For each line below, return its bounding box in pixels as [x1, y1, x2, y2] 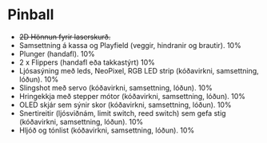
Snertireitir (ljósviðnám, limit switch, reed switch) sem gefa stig [18, 108, 226, 117]
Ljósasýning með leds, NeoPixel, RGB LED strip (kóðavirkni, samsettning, [18, 66, 259, 75]
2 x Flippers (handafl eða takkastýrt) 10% [18, 58, 155, 67]
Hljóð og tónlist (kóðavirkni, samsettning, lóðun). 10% [18, 125, 195, 135]
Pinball [7, 6, 54, 24]
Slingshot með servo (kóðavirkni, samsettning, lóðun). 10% [18, 82, 213, 93]
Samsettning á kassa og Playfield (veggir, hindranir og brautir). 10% [18, 40, 241, 50]
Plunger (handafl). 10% [18, 49, 95, 58]
